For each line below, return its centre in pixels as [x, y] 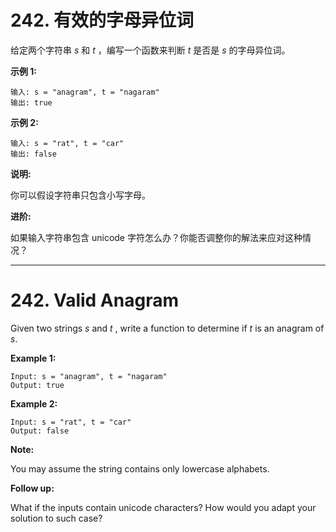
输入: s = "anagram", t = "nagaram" [85, 92]
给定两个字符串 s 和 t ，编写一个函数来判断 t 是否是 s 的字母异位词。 [150, 50]
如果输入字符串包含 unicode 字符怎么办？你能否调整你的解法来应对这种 [156, 237]
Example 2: [34, 403]
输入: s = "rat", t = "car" [67, 143]
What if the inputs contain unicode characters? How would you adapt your [163, 507]
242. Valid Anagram [94, 300]
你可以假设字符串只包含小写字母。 [80, 195]
